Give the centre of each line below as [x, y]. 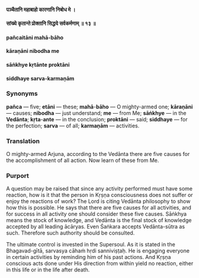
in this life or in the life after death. [48, 270]
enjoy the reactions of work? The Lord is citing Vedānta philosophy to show [98, 201]
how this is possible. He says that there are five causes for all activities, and [99, 208]
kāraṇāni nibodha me [33, 51]
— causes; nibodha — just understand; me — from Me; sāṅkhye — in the [96, 113]
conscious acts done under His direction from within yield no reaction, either [100, 264]
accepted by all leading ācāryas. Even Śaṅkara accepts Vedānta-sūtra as [96, 227]
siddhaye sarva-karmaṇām [40, 78]
